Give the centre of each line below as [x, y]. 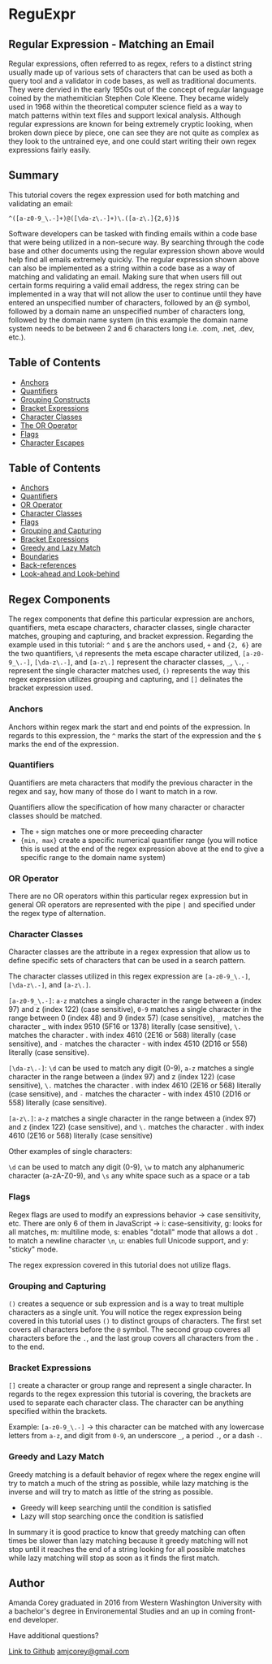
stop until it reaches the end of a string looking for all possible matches [127, 1549]
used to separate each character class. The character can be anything [126, 1403]
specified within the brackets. [58, 1411]
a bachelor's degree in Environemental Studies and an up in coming [122, 1611]
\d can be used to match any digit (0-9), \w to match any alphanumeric [127, 1167]
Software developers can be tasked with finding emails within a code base [133, 233]
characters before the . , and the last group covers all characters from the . [134, 1338]
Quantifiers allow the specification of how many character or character [127, 807]
